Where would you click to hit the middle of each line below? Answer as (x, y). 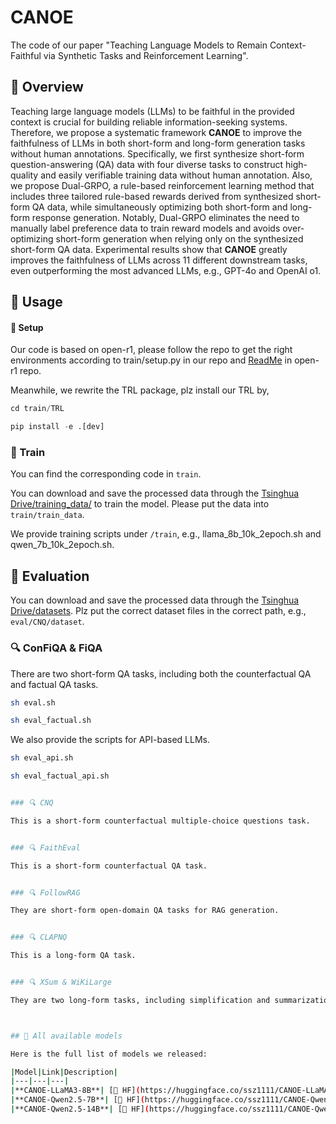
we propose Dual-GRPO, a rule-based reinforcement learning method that (162, 185)
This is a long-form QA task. (73, 956)
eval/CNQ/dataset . (47, 622)
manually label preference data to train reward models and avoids (145, 228)
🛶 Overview (47, 87)
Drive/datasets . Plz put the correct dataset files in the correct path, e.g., (158, 611)
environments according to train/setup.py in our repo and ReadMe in (151, 360)
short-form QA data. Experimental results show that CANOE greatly (149, 249)
